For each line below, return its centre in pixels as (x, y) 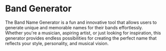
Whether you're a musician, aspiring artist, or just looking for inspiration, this (83, 33)
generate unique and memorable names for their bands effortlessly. (74, 27)
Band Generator (38, 9)
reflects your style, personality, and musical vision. (57, 43)
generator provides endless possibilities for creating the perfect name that (81, 38)
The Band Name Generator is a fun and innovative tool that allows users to (81, 22)
